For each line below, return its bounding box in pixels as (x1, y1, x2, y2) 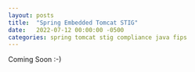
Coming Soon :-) (8, 55, 62, 64)
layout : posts (8, 11, 55, 20)
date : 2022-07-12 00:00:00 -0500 (8, 26, 125, 34)
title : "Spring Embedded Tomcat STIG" (8, 19, 139, 27)
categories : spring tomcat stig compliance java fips (8, 33, 188, 41)
